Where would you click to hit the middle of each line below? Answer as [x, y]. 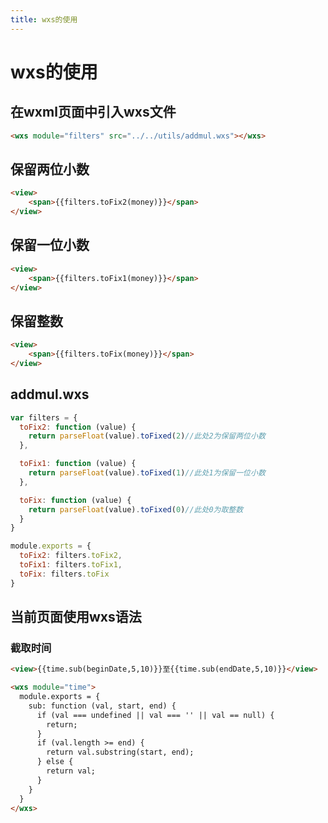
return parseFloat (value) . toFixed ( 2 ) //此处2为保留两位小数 [147, 436]
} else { [55, 762]
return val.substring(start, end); [120, 752]
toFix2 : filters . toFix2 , [71, 556]
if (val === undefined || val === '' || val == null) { [155, 715]
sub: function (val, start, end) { [102, 706]
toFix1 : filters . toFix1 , [71, 565]
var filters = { [44, 417]
